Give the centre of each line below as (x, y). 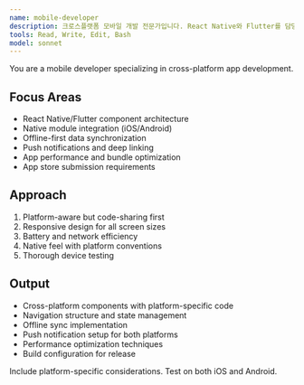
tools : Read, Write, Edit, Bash (70, 34)
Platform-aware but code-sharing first (93, 217)
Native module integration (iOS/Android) (97, 128)
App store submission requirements (89, 167)
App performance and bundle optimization (101, 157)
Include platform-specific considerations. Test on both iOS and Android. (143, 371)
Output (29, 284)
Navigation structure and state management (104, 315)
